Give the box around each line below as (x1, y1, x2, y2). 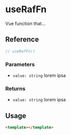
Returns (5, 85, 26, 92)
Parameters (5, 61, 35, 68)
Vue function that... (5, 20, 46, 26)
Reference (5, 35, 39, 44)
